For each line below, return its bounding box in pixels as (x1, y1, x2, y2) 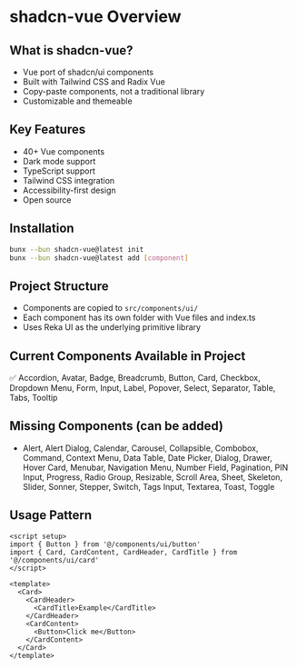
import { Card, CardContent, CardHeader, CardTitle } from (9, 547, 238, 556)
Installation (9, 221, 74, 236)
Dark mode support (22, 155, 96, 166)
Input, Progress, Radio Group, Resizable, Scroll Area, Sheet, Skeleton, (22, 471, 283, 483)
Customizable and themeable (22, 95, 134, 106)
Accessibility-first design (22, 185, 116, 195)
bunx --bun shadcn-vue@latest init (9, 245, 144, 254)
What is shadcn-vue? (9, 43, 134, 58)
